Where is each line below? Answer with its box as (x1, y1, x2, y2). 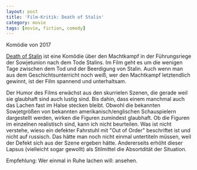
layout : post (6, 8, 38, 15)
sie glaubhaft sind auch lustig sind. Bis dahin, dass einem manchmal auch (6, 96, 185, 103)
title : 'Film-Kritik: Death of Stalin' (6, 14, 104, 20)
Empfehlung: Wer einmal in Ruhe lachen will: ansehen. (6, 157, 137, 164)
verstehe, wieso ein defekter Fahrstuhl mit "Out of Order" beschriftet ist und (6, 127, 191, 134)
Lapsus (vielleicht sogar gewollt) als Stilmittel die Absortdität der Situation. (6, 146, 187, 153)
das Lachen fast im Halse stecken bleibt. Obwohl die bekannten (6, 102, 161, 109)
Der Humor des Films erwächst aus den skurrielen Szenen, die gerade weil (6, 89, 188, 96)
